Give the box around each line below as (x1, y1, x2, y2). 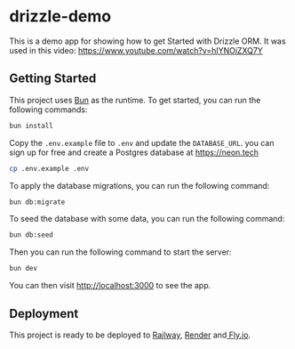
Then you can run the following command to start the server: (9, 247, 232, 257)
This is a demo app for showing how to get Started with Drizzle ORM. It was (9, 36, 286, 46)
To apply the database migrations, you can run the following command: (9, 180, 270, 191)
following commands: (9, 104, 88, 115)
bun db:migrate (9, 198, 66, 207)
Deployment (9, 305, 79, 321)
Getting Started (9, 71, 97, 86)
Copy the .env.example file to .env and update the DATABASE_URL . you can (9, 137, 275, 148)
